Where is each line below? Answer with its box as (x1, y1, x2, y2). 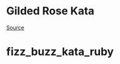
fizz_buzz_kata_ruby (6, 45, 114, 59)
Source (6, 24, 24, 31)
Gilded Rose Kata (6, 4, 95, 18)
